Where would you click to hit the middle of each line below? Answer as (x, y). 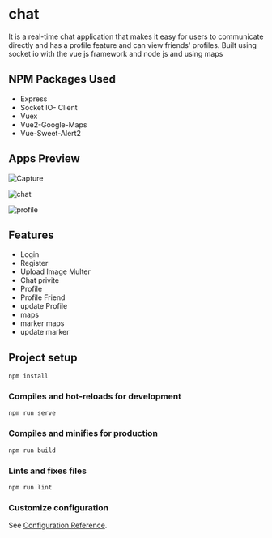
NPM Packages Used (62, 79)
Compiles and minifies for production (83, 433)
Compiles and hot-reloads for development (95, 396)
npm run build (32, 450)
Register (34, 263)
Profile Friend (42, 297)
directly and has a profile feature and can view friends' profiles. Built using (133, 45)
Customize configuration (59, 508)
